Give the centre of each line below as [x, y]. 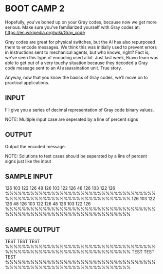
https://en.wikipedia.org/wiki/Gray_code [45, 32]
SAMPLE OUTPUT [33, 230]
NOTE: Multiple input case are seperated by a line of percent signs [72, 119]
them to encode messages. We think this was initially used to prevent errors [81, 47]
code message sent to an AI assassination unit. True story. [64, 68]
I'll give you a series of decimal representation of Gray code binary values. [80, 110]
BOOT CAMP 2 [35, 9]
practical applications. [27, 82]
